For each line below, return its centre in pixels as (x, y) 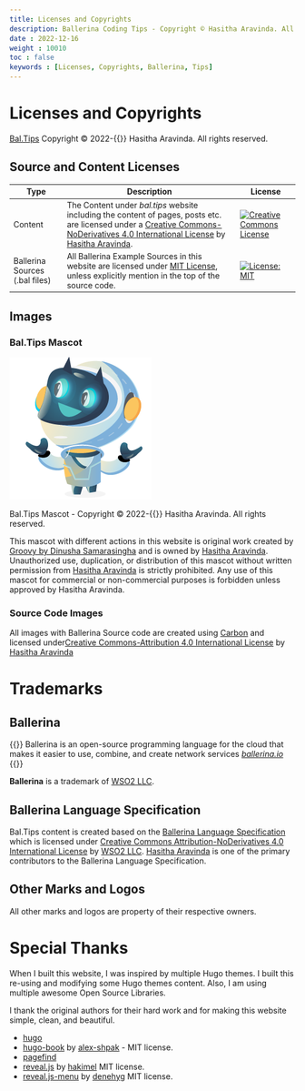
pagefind (39, 1056)
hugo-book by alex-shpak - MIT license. (98, 1047)
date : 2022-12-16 (44, 38)
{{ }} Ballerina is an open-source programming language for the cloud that (147, 744)
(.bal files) (32, 280)
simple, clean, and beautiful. (62, 1020)
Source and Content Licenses (94, 167)
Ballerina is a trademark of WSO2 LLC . (82, 782)
